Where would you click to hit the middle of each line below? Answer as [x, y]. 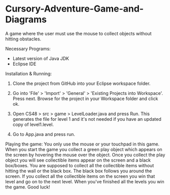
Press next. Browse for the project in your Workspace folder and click [85, 99]
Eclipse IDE [24, 64]
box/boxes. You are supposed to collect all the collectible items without [80, 165]
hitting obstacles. [23, 39]
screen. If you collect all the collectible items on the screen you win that [80, 176]
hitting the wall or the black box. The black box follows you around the [79, 171]
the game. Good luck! [28, 187]
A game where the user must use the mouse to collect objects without [78, 33]
